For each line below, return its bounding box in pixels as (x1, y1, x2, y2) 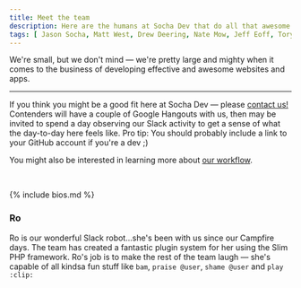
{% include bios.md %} (9, 189, 95, 200)
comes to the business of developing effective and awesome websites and (9, 64, 285, 74)
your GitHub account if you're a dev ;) (9, 137, 149, 148)
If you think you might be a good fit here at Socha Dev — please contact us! (9, 100, 289, 110)
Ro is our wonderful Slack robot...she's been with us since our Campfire (9, 232, 275, 243)
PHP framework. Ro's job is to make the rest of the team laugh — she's (9, 251, 271, 262)
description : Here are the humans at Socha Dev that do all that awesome (9, 22, 291, 31)
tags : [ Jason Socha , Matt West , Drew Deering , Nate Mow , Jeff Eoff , (9, 30, 275, 39)
